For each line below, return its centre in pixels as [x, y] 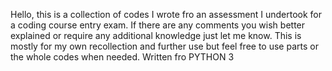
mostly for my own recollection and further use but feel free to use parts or [164, 46]
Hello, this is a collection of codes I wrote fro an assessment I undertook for [166, 14]
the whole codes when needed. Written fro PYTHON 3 [122, 57]
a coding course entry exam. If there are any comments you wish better [158, 25]
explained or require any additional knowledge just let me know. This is [156, 35]
